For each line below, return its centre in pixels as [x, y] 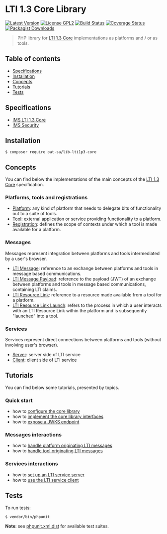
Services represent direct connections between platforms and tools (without [83, 340]
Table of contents [33, 59]
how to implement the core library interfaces [58, 416]
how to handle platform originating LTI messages [62, 446]
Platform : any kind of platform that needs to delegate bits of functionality [87, 208]
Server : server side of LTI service [46, 355]
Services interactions [32, 464]
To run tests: [18, 508]
